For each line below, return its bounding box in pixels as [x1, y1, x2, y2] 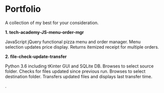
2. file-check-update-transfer [5, 53, 67, 60]
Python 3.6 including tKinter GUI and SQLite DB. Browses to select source [5, 63, 154, 69]
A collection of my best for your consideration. [5, 20, 99, 26]
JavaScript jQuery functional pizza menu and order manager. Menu [5, 38, 141, 45]
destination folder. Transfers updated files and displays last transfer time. [5, 73, 153, 79]
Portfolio [5, 3, 41, 15]
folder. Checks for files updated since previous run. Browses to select [5, 68, 146, 74]
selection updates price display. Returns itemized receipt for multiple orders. [5, 44, 159, 50]
